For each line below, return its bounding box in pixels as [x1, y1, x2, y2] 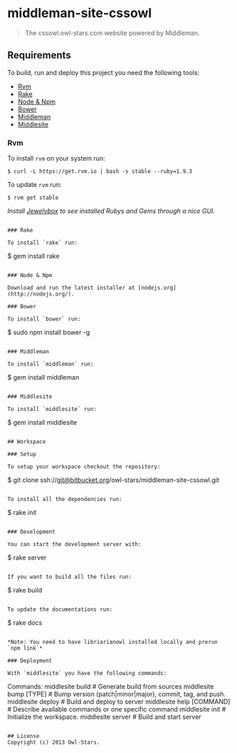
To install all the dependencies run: [7, 496, 122, 503]
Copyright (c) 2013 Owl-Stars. [7, 739, 100, 747]
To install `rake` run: [7, 239, 78, 247]
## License [7, 733, 40, 740]
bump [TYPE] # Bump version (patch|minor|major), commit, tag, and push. [7, 690, 226, 699]
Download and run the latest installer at [7, 284, 135, 292]
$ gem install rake [7, 252, 60, 261]
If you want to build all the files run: [7, 573, 132, 581]
